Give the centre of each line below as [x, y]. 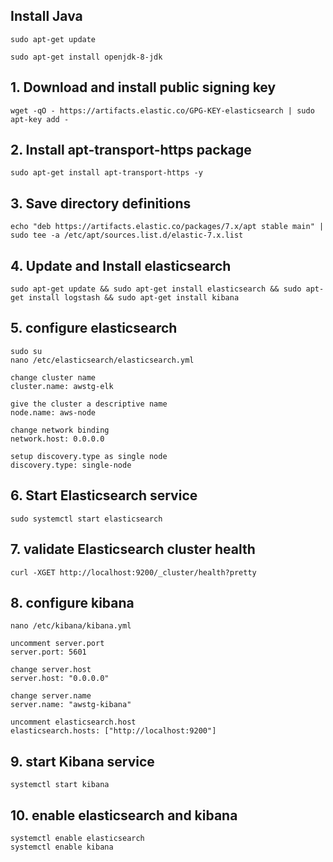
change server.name [51, 696]
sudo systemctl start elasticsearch [86, 519]
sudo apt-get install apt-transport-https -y [106, 173]
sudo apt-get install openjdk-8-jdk [86, 57]
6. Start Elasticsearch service [104, 495]
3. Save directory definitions [101, 203]
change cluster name [53, 377]
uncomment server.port [57, 644]
